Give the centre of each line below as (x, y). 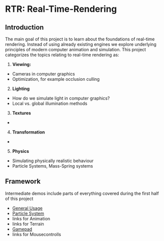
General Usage (27, 208)
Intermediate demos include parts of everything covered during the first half (82, 193)
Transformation (28, 132)
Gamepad (22, 229)
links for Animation (31, 218)
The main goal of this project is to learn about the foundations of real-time (80, 39)
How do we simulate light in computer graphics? (61, 98)
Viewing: (22, 64)
